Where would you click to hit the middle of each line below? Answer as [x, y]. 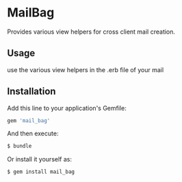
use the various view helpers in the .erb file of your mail [86, 69]
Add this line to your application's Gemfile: [67, 108]
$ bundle [19, 146]
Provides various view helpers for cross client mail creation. [91, 32]
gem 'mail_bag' [29, 121]
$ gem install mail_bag [41, 172]
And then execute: [33, 134]
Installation [31, 92]
